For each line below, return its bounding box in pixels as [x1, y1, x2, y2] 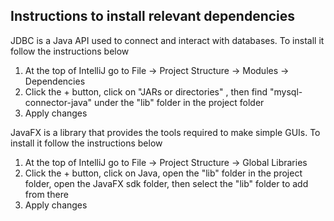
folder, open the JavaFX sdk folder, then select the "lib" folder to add [24, 177, 309, 189]
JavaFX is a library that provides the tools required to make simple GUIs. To [10, 126, 321, 138]
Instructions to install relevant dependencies [10, 8, 296, 25]
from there [24, 188, 69, 200]
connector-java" [24, 96, 93, 108]
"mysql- [269, 85, 303, 98]
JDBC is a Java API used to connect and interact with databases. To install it [10, 34, 325, 46]
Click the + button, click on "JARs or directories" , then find [24, 85, 268, 98]
